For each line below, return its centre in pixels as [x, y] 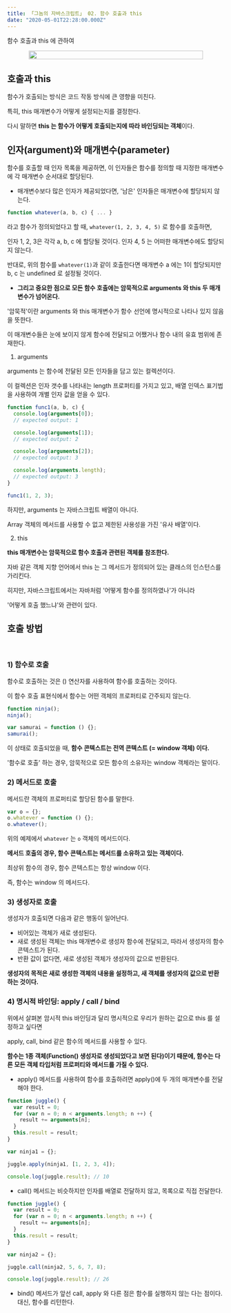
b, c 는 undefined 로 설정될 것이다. [54, 273]
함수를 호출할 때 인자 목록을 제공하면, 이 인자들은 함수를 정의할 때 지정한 [103, 168]
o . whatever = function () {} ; [51, 818]
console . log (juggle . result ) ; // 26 [58, 1279]
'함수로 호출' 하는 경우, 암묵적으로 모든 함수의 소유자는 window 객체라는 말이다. [114, 763]
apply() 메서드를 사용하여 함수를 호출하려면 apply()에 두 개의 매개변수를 [113, 1079]
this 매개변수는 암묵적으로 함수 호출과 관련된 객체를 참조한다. [88, 552]
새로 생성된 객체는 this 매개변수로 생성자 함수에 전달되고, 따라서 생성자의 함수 [121, 942]
